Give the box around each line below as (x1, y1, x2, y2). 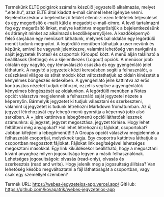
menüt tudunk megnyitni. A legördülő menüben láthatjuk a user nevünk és (5, 41, 155, 46)
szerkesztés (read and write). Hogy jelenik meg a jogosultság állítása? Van (5, 161, 156, 167)
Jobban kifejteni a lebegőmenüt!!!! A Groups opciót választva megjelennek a (5, 130, 160, 135)
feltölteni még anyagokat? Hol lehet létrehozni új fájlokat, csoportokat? (5, 125, 148, 130)
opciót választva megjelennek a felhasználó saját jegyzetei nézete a (5, 93, 142, 99)
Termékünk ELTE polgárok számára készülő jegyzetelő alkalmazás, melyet (5, 4, 156, 10)
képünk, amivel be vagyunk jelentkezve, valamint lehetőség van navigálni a (5, 46, 157, 52)
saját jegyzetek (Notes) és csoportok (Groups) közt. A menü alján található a (5, 51, 160, 57)
